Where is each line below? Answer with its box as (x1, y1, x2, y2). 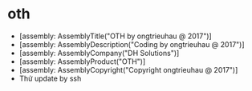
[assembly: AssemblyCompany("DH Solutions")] (18, 48, 180, 57)
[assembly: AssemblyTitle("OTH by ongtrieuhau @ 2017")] (18, 31, 212, 41)
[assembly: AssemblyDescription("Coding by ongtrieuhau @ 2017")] (18, 39, 246, 49)
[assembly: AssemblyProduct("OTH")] (18, 57, 146, 66)
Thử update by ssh (18, 73, 82, 83)
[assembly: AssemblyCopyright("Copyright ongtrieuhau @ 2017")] (18, 65, 238, 74)
